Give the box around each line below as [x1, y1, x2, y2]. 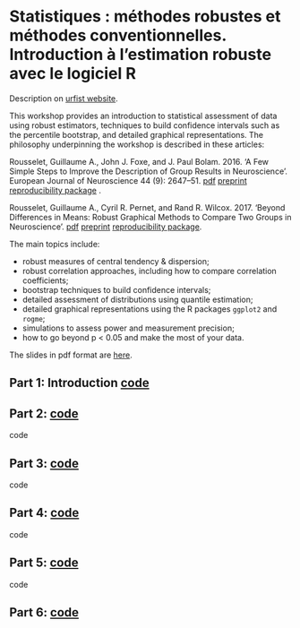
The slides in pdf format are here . [9, 349, 133, 360]
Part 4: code [9, 505, 80, 520]
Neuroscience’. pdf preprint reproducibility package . [9, 221, 202, 232]
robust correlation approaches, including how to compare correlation [21, 265, 278, 276]
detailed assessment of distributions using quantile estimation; [21, 294, 253, 305]
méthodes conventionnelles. [9, 25, 227, 46]
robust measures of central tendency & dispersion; [21, 255, 210, 266]
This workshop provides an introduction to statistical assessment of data [9, 110, 278, 121]
